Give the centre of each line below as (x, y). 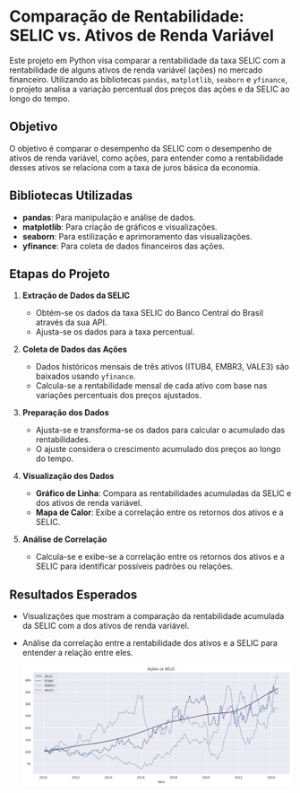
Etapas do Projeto (60, 274)
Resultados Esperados (73, 594)
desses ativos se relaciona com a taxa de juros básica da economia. (135, 167)
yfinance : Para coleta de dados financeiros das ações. (124, 246)
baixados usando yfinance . (86, 376)
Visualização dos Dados (68, 476)
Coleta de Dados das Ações (75, 349)
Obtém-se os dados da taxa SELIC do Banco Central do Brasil (150, 313)
